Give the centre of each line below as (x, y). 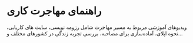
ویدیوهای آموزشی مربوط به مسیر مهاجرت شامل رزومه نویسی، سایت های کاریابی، (97, 27)
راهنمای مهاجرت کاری (54, 11)
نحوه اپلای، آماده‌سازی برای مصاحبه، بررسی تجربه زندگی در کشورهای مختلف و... (95, 33)
